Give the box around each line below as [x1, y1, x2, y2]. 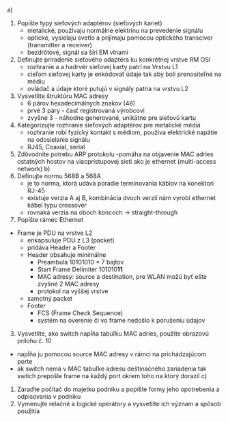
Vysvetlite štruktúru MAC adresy [16, 92, 109, 100]
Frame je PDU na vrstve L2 [16, 229, 93, 237]
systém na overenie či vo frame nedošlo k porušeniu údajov [37, 316, 205, 324]
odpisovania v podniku [16, 393, 81, 400]
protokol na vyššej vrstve [37, 287, 109, 295]
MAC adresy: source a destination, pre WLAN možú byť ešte [37, 273, 207, 280]
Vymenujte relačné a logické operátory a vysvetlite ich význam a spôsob [16, 400, 221, 408]
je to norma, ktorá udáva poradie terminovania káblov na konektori [27, 179, 214, 187]
